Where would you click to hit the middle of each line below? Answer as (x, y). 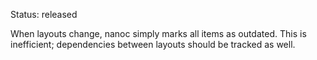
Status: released (44, 14)
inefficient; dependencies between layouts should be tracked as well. (153, 44)
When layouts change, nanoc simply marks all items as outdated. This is (158, 33)
